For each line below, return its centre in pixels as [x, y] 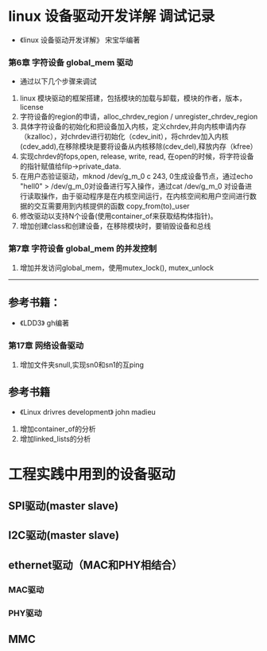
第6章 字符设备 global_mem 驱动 [71, 62]
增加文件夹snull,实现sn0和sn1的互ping [82, 364]
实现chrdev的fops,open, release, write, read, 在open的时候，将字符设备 [137, 157]
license [31, 107]
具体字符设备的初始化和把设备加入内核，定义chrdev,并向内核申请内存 [133, 127]
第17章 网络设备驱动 [46, 345]
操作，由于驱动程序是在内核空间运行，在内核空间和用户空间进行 [145, 197]
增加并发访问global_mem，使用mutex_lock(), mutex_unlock [117, 267]
